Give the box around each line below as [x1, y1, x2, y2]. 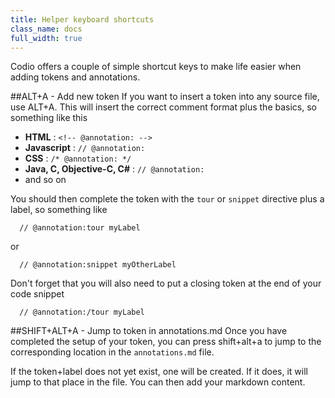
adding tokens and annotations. [10, 71, 141, 83]
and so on [24, 174, 67, 186]
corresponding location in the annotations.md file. [10, 346, 215, 358]
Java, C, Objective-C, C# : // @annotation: [24, 163, 205, 175]
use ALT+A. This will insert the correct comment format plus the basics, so [10, 101, 317, 113]
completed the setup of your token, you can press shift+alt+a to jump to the [10, 336, 322, 348]
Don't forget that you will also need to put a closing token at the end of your [10, 277, 322, 290]
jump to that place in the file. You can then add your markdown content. [10, 376, 306, 388]
